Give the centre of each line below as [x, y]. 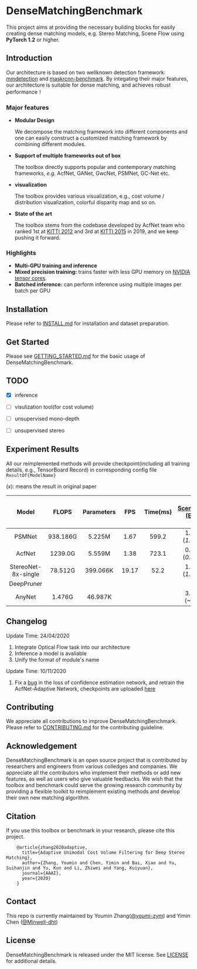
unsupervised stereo [40, 430]
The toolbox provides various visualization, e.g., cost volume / [89, 196]
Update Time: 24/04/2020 [38, 636]
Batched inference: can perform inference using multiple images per [98, 284]
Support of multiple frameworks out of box [68, 156]
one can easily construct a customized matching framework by [91, 138]
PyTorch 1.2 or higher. [33, 39]
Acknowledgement [42, 746]
